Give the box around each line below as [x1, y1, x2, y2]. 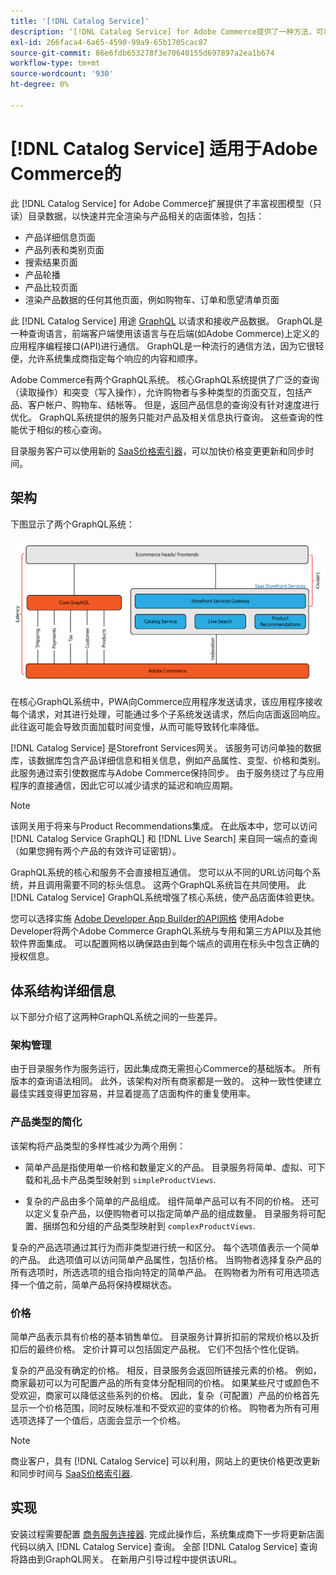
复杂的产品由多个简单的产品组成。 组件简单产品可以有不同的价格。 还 [24, 1195, 311, 1207]
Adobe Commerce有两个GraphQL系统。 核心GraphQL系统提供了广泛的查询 [10, 373, 320, 385]
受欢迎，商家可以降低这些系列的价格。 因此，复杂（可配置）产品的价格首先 [10, 1389, 320, 1401]
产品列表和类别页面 [24, 243, 105, 255]
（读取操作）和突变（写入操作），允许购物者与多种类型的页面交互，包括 [10, 386, 304, 398]
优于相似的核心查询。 [18, 423, 107, 435]
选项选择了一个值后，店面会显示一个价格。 [10, 1414, 186, 1426]
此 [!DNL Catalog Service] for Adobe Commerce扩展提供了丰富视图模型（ [10, 197, 313, 209]
